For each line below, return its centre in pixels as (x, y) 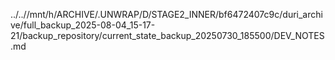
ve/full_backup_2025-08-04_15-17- (83, 25)
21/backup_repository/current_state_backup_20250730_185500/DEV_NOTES (167, 35)
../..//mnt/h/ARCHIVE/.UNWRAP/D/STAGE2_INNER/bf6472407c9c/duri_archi (166, 14)
